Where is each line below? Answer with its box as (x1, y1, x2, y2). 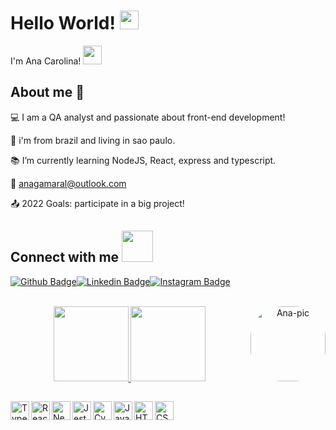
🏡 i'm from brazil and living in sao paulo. (10, 134, 176, 146)
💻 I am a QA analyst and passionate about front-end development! (10, 111, 286, 123)
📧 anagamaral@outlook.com (10, 177, 127, 189)
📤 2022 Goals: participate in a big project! (10, 197, 185, 209)
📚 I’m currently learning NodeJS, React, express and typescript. (10, 154, 277, 166)
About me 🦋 (10, 84, 85, 101)
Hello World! (10, 12, 116, 35)
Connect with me (10, 249, 120, 266)
